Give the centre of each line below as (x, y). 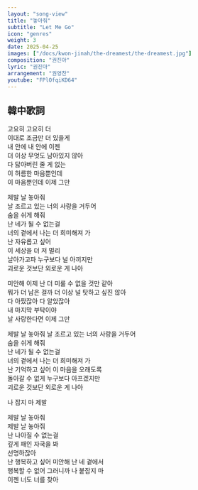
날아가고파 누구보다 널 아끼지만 (50, 259)
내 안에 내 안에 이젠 (34, 147)
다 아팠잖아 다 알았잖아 (39, 301)
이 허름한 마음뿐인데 (35, 173)
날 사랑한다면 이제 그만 (39, 319)
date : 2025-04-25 (33, 47)
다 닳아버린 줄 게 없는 (37, 165)
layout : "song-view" (38, 14)
